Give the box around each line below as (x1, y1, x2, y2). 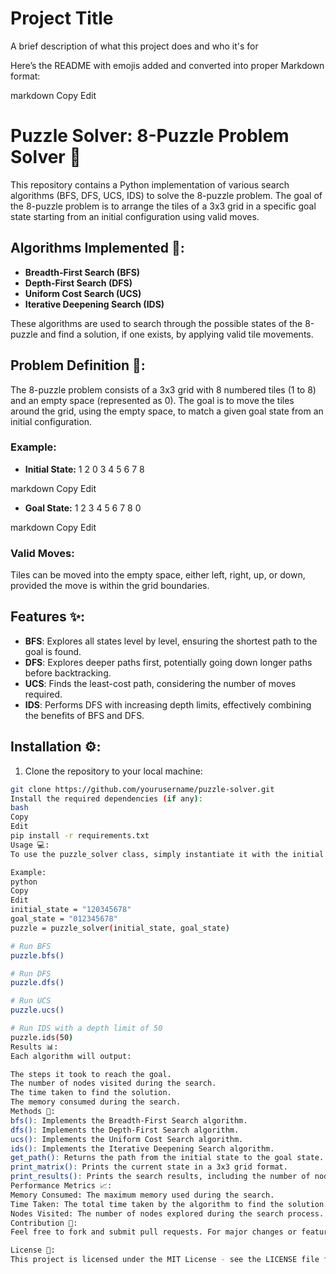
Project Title (10, 7, 114, 30)
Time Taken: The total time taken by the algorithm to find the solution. (10, 1199, 329, 1209)
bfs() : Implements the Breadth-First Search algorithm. (10, 1115, 248, 1126)
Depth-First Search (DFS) (24, 277, 133, 289)
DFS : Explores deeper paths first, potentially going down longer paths (24, 656, 313, 668)
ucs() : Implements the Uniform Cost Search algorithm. (10, 1134, 244, 1144)
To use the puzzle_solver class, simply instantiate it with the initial (10, 849, 325, 859)
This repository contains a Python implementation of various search (10, 178, 290, 191)
